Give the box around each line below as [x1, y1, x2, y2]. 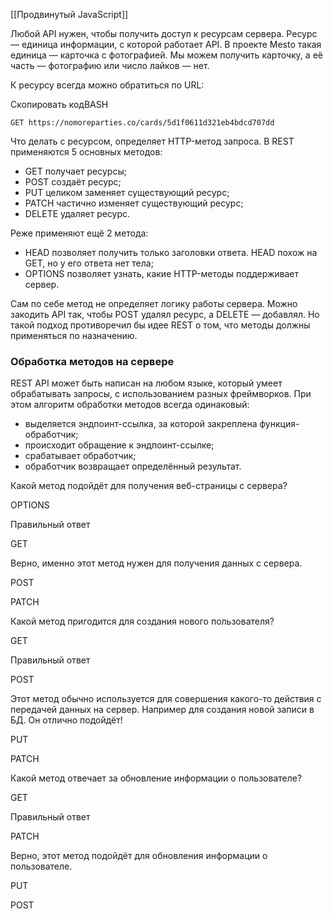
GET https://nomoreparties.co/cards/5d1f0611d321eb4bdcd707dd [10, 118, 275, 128]
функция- [259, 418, 300, 430]
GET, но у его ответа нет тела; [24, 257, 154, 269]
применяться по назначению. [10, 330, 138, 341]
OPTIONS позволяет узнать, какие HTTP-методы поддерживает [24, 268, 300, 279]
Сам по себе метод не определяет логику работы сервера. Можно [10, 298, 298, 309]
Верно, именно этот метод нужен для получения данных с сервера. [10, 557, 303, 569]
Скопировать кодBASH [10, 99, 109, 110]
